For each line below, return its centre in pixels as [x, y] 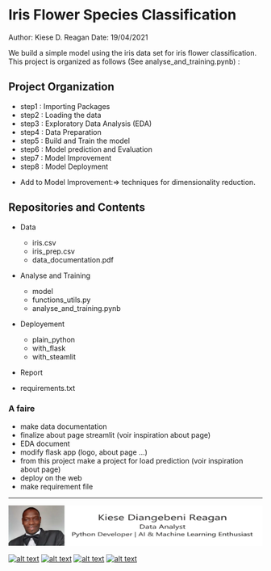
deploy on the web [51, 477]
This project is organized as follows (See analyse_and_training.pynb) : [124, 61]
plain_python [53, 339]
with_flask [49, 348]
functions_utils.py [61, 300]
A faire [22, 409]
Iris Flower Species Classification [122, 15]
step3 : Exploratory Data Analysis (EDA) [86, 124]
